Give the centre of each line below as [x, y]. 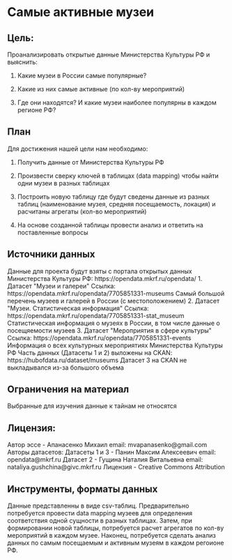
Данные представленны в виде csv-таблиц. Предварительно [98, 506]
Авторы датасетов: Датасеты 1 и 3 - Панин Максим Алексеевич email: [111, 452]
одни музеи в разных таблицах [63, 183]
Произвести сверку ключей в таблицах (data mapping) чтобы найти [118, 176]
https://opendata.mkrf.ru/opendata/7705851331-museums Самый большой [116, 293]
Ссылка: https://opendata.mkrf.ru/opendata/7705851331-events [99, 338]
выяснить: [23, 62]
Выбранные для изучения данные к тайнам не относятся [92, 406]
